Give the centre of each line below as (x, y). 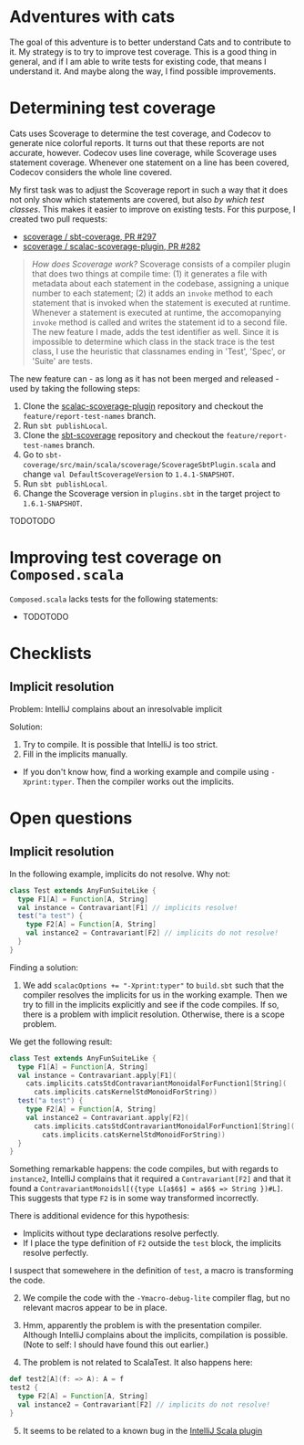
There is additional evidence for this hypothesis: (99, 1216)
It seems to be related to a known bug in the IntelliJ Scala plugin (142, 1430)
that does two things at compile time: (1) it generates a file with (149, 273)
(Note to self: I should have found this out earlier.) (116, 1345)
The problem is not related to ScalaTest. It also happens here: (137, 1363)
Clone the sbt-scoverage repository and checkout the (123, 435)
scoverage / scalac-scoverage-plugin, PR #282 (111, 246)
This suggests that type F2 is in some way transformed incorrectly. (134, 1199)
